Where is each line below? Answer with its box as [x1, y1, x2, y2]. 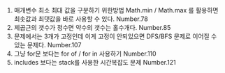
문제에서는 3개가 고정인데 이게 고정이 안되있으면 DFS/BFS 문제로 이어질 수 [13, 32, 217, 40]
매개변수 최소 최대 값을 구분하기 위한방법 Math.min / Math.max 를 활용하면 [13, 6, 219, 14]
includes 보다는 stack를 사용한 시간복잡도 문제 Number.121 [13, 58, 176, 66]
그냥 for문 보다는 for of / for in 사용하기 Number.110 [13, 49, 157, 58]
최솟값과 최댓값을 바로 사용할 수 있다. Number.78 [13, 15, 148, 23]
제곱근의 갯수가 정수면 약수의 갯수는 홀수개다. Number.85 [13, 24, 171, 31]
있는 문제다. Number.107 [13, 41, 82, 49]
